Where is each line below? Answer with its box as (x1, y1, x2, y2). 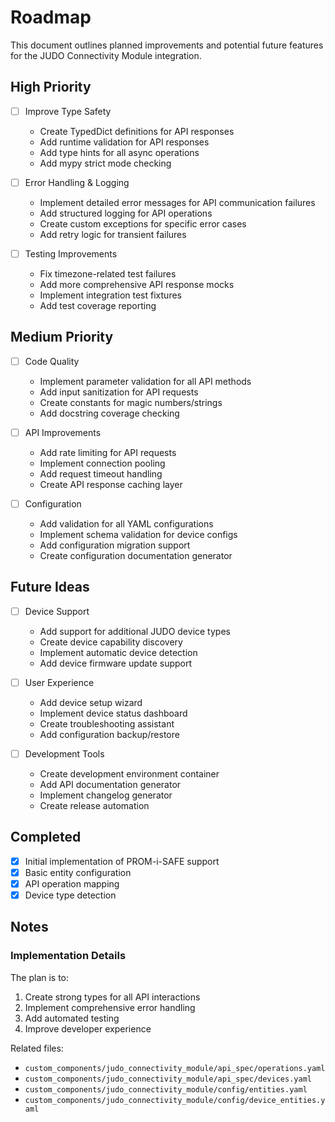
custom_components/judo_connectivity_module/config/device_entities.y (24, 1095, 326, 1105)
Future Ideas (10, 579, 90, 596)
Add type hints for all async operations (39, 146, 200, 158)
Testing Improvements (24, 247, 118, 260)
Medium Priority (10, 329, 114, 346)
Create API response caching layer (39, 478, 183, 490)
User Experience (24, 676, 95, 688)
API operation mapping (24, 877, 120, 890)
